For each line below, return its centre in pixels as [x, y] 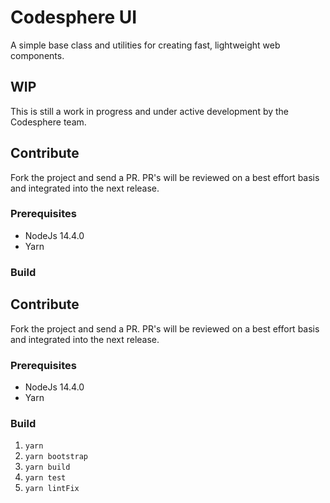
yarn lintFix [52, 489]
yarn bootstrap [56, 457]
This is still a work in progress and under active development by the [150, 111]
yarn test [45, 478]
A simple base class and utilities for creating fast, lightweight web [145, 45]
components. [37, 55]
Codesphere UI [74, 17]
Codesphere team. [48, 122]
